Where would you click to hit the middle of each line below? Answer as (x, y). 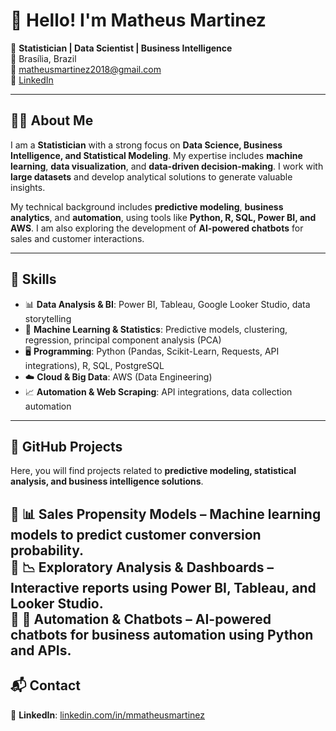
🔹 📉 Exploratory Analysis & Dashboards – (142, 567)
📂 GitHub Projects (66, 446)
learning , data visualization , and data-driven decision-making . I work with (167, 166)
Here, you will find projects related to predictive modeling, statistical (153, 471)
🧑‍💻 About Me (52, 120)
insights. (28, 187)
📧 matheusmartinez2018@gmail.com (86, 69)
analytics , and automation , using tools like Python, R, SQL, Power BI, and (163, 217)
